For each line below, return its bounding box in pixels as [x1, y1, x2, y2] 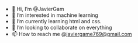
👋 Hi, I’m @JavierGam [11, 6, 64, 12]
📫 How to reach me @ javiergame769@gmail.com [11, 31, 132, 37]
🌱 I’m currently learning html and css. [11, 18, 102, 24]
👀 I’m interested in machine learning [11, 12, 98, 19]
